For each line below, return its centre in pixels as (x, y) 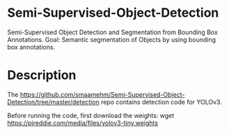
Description (42, 75)
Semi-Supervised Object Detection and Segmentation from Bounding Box (112, 32)
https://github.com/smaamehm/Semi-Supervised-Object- (102, 94)
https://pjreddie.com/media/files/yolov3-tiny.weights (83, 123)
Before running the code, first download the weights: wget (91, 115)
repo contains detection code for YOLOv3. (161, 102)
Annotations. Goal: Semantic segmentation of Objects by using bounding (112, 39)
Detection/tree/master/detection (53, 102)
